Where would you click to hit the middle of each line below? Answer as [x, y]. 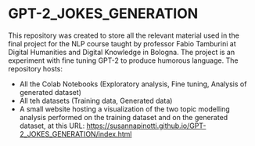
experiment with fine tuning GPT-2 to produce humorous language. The [123, 60]
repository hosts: [36, 68]
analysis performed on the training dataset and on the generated [124, 117]
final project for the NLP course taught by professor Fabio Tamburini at [122, 43]
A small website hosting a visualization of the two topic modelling [125, 109]
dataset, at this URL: [52, 126]
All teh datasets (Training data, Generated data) [96, 100]
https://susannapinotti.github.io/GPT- [146, 126]
